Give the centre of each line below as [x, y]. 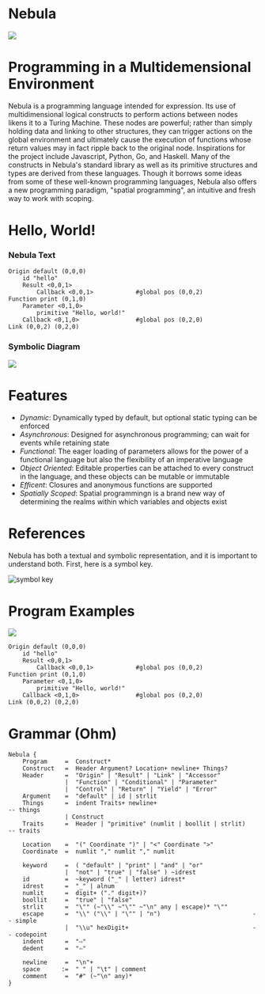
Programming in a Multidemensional [130, 67]
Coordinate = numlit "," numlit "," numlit [99, 852]
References [47, 533]
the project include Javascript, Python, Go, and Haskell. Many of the [119, 156]
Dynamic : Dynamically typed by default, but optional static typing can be [138, 417]
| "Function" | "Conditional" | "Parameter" [141, 783]
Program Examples [72, 611]
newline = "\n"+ [58, 962]
